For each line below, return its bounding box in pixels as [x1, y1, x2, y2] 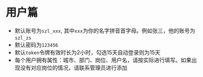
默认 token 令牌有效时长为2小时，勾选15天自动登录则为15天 [14, 48, 161, 56]
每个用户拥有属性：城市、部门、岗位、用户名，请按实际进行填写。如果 [14, 56, 192, 64]
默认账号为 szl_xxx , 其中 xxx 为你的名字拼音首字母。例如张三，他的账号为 [14, 27, 196, 34]
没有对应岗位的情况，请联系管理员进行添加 [20, 64, 128, 71]
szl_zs [14, 35, 32, 41]
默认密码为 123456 [14, 41, 59, 48]
